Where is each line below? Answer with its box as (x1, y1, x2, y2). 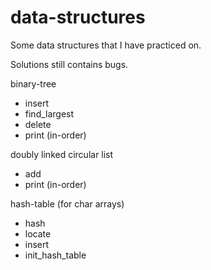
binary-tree (10, 77, 57, 90)
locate (24, 227, 52, 240)
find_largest (24, 107, 75, 120)
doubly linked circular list (10, 148, 114, 160)
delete (24, 118, 52, 130)
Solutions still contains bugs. (10, 58, 129, 70)
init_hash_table (24, 249, 87, 261)
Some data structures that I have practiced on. (10, 39, 202, 51)
